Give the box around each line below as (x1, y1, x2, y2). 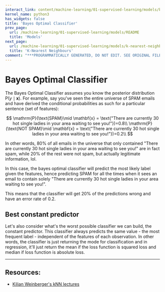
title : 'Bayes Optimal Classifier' (5, 21, 78, 26)
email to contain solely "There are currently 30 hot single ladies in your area (5, 176, 159, 182)
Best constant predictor (5, 210, 80, 218)
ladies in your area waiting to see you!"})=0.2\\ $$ (31, 131, 134, 137)
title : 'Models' (9, 35, 43, 40)
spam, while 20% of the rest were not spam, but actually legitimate (5, 151, 141, 157)
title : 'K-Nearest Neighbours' (9, 48, 74, 53)
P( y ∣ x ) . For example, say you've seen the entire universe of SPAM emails (5, 95, 155, 101)
